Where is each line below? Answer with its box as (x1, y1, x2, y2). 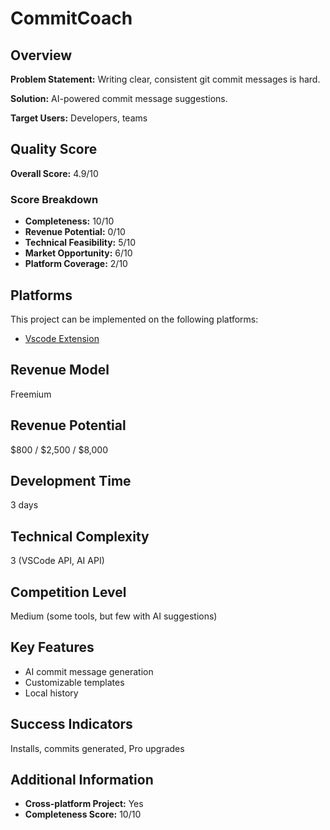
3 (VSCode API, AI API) (10, 555, 105, 567)
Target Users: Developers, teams (10, 112, 148, 124)
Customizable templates (24, 676, 125, 688)
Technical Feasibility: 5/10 (24, 237, 137, 249)
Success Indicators (10, 716, 133, 733)
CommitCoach (10, 7, 133, 30)
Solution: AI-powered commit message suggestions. (10, 93, 228, 104)
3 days (10, 499, 39, 511)
